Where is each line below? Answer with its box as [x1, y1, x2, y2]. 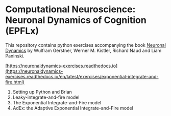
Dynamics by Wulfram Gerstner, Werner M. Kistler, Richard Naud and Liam [5, 47, 162, 53]
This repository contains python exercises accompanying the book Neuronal [5, 42, 166, 48]
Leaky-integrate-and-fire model [12, 94, 80, 100]
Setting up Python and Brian [12, 89, 72, 95]
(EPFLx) [5, 25, 39, 37]
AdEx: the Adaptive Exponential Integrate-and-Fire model [12, 105, 134, 111]
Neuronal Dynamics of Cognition [5, 14, 146, 26]
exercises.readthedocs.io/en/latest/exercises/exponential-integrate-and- [5, 73, 159, 79]
